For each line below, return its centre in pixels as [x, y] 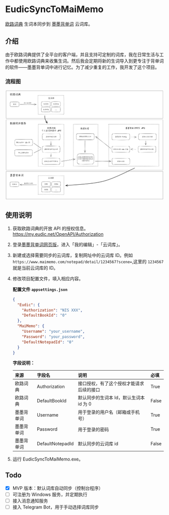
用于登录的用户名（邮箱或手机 [109, 412]
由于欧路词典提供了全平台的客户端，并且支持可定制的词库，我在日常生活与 [82, 55]
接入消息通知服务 [30, 500]
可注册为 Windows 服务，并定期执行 [50, 494]
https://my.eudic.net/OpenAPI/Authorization [58, 234]
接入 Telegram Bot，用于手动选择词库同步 [56, 507]
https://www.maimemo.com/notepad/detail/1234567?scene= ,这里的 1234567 [88, 262]
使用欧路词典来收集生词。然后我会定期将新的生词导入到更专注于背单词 [91, 61]
